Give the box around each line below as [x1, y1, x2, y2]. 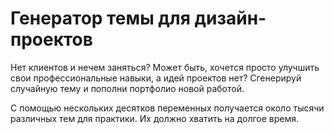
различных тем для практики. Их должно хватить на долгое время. [10, 112, 300, 124]
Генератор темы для [10, 7, 191, 30]
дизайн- [194, 7, 267, 30]
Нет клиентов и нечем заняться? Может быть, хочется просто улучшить [10, 61, 320, 73]
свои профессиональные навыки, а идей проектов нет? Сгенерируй [10, 72, 302, 84]
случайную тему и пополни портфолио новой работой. [10, 82, 245, 94]
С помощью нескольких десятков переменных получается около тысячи [10, 102, 325, 114]
